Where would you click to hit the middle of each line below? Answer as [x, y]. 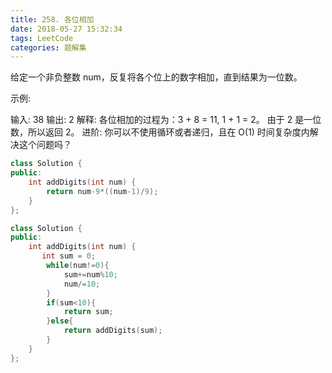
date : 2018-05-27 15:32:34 [66, 29]
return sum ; [88, 312]
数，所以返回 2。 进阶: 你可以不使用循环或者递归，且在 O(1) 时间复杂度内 [160, 132]
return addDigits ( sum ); [113, 331]
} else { [60, 321]
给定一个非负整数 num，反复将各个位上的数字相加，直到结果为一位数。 [156, 77]
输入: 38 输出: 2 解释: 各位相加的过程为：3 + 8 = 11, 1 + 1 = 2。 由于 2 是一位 [166, 120]
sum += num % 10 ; [90, 274]
